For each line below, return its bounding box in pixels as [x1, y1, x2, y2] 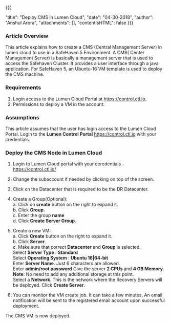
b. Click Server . [12, 239, 46, 245]
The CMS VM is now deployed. [5, 313, 71, 319]
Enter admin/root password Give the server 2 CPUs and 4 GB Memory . [12, 266, 164, 272]
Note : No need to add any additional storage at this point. [12, 271, 134, 277]
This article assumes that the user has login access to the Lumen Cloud [5, 125, 156, 132]
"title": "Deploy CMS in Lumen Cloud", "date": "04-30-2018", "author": [5, 14, 154, 20]
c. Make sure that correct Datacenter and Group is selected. [12, 244, 141, 250]
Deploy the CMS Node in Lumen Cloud [5, 149, 102, 156]
